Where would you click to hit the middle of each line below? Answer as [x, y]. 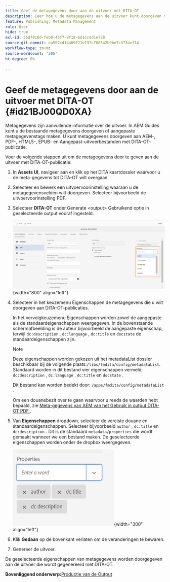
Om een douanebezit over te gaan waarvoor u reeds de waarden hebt [85, 400]
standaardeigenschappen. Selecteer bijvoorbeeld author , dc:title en [86, 426]
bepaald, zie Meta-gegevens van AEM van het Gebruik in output [79, 405]
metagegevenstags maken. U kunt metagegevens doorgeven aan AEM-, [80, 136]
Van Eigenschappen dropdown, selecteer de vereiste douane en [80, 421]
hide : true [17, 32]
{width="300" [128, 524]
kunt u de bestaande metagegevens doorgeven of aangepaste [70, 131]
